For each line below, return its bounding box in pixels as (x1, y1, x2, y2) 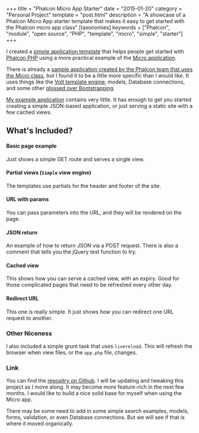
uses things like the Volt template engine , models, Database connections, (6, 78, 185, 85)
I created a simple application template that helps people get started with (6, 48, 185, 55)
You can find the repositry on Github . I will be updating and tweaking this (6, 377, 184, 384)
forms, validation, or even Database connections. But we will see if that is (6, 414, 185, 421)
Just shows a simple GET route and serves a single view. (6, 155, 145, 162)
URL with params (6, 195, 49, 203)
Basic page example (6, 142, 57, 149)
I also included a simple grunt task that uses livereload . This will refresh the (6, 342, 192, 349)
